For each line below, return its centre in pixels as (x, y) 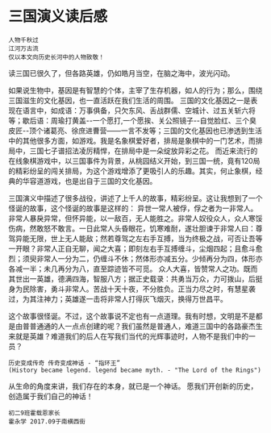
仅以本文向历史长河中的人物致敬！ (56, 57)
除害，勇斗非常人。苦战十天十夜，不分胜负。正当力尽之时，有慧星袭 (142, 289)
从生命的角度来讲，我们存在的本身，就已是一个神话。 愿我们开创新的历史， (133, 386)
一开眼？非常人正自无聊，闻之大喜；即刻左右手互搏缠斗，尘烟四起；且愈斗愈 (135, 248)
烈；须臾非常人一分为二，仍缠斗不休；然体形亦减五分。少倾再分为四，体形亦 (135, 258)
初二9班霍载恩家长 (34, 413)
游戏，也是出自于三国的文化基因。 (100, 181)
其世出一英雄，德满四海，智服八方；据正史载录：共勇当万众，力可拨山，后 (132, 278)
